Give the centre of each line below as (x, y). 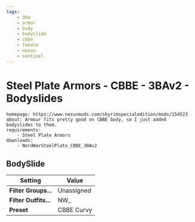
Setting (31, 181)
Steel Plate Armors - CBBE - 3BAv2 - (98, 86)
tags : (13, 12)
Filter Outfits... (30, 201)
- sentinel (30, 56)
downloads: (20, 140)
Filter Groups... (31, 190)
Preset (19, 210)
